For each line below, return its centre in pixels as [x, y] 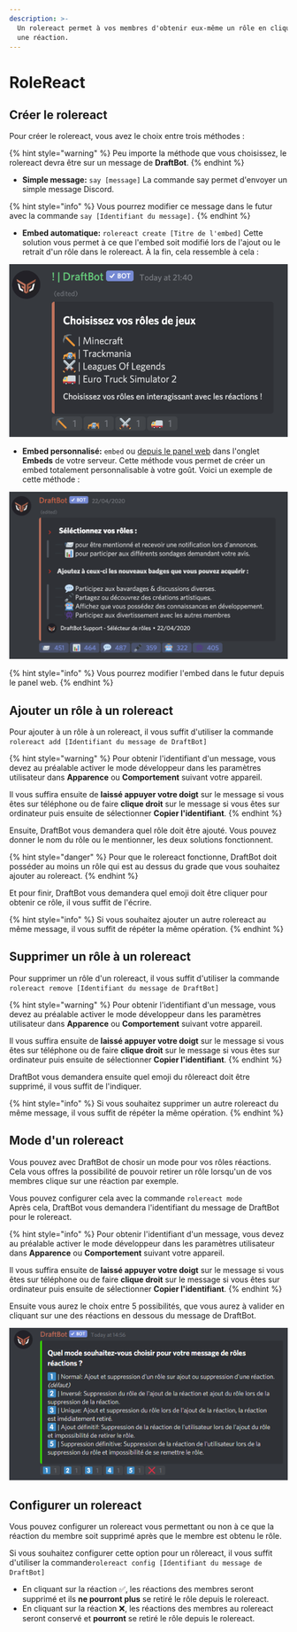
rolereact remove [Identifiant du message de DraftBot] [114, 988]
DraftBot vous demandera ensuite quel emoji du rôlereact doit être [129, 1076]
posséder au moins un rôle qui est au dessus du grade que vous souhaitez [145, 867]
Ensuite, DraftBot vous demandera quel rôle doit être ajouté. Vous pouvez [143, 830]
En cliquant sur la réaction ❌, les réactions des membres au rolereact [148, 1609]
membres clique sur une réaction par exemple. [94, 1181]
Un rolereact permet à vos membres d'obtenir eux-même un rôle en [142, 28]
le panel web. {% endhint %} [61, 683]
